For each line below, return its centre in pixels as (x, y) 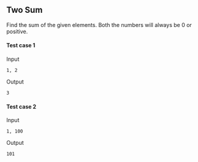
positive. (17, 31)
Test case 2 (21, 106)
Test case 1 (21, 45)
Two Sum (25, 10)
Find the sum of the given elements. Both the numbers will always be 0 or (99, 25)
